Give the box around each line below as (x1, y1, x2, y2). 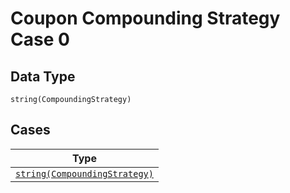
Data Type (10, 68, 76, 85)
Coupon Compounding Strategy (10, 7, 281, 30)
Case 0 (10, 28, 70, 51)
